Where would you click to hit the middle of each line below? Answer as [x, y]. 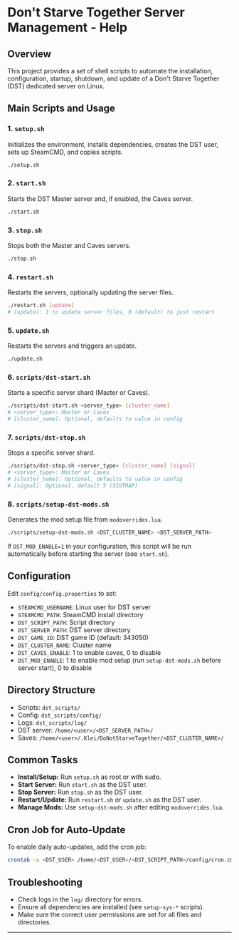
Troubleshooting [45, 882]
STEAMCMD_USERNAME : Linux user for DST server [84, 607]
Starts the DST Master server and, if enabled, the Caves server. [100, 198]
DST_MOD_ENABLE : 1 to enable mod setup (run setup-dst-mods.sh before [119, 660]
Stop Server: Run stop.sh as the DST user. [80, 792]
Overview [30, 54]
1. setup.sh [26, 129]
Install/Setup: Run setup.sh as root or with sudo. [89, 777]
